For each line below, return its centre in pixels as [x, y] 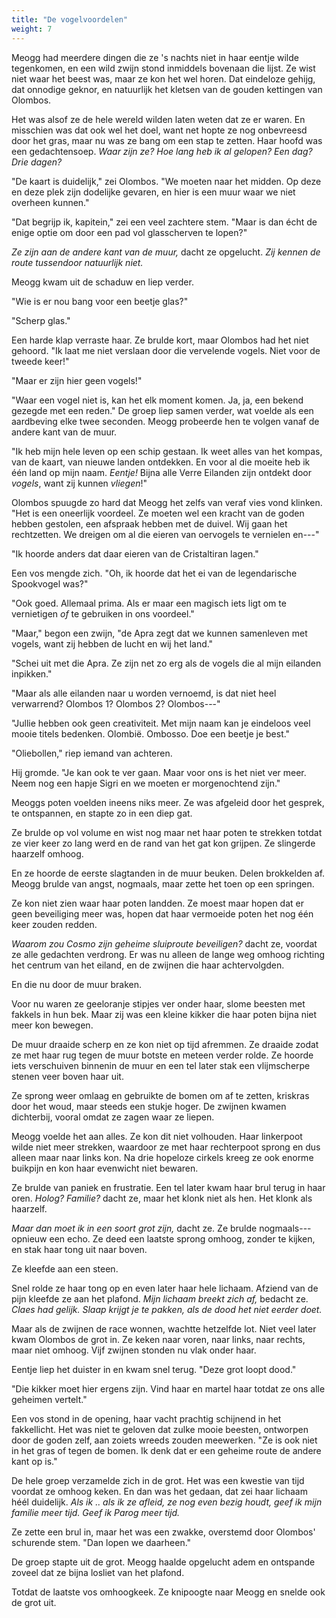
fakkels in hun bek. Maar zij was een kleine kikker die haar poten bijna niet [164, 1014]
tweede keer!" [40, 361]
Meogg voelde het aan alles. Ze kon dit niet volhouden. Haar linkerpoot [157, 1136]
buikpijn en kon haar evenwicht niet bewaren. [105, 1168]
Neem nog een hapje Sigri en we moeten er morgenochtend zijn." [146, 783]
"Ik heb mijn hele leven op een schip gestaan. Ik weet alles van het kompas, [167, 451]
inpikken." [32, 673]
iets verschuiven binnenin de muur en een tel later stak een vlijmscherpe [161, 1065]
